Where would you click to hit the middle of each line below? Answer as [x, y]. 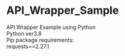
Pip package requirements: [40, 40]
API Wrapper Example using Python [51, 27]
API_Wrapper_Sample [62, 11]
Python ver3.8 [24, 33]
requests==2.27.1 [28, 46]
